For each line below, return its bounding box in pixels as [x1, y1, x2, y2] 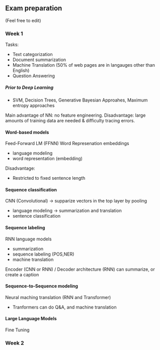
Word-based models [5, 129, 49, 135]
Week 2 [5, 339, 24, 346]
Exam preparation [5, 4, 62, 13]
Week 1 [5, 30, 24, 37]
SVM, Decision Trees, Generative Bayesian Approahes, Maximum [12, 97, 148, 103]
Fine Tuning [5, 327, 30, 333]
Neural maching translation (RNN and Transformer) [5, 294, 111, 300]
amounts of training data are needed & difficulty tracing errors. [5, 118, 135, 124]
